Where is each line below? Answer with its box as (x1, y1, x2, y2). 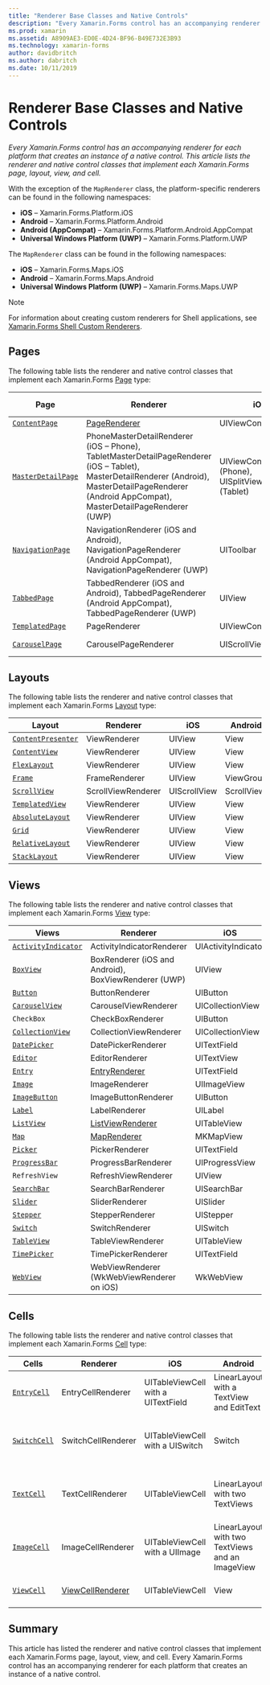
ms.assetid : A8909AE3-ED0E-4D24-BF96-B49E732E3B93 (8, 34, 182, 43)
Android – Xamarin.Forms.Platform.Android (19, 216, 163, 226)
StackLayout (12, 852, 59, 861)
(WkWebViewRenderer (90, 1272, 177, 1283)
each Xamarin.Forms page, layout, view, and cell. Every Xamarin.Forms (8, 1652, 243, 1662)
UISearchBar (194, 1183, 243, 1194)
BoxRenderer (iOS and (90, 954, 175, 965)
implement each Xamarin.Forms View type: (8, 908, 151, 918)
